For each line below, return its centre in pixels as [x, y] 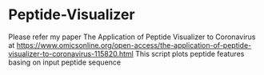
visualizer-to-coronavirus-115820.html [71, 53]
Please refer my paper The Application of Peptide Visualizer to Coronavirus [132, 37]
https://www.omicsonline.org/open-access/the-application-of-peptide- [134, 45]
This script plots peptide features [190, 53]
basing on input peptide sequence [65, 62]
